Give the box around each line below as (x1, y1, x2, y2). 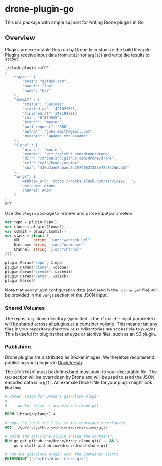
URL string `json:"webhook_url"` (14, 238, 92, 243)
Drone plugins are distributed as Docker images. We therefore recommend (5, 354, 155, 360)
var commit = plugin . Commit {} (5, 229, 67, 233)
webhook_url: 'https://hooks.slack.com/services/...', (22, 179, 136, 184)
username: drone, (22, 183, 57, 188)
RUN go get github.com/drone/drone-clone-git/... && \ (5, 438, 119, 443)
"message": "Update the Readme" (22, 133, 89, 138)
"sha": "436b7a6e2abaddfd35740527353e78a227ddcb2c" (22, 165, 130, 170)
